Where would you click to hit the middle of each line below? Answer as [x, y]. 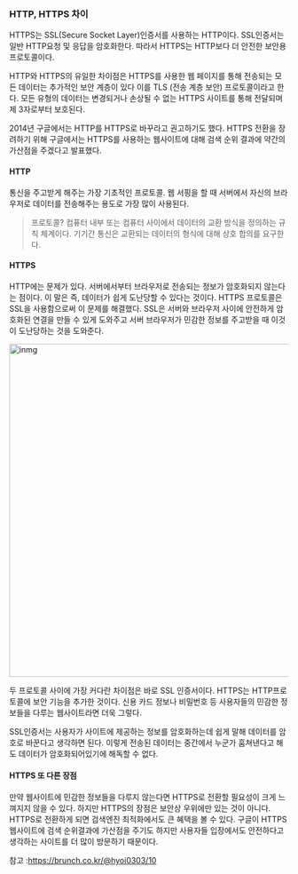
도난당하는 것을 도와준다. [61, 330]
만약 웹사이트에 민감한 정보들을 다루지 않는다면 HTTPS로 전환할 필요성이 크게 [143, 797]
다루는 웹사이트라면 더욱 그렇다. [87, 712]
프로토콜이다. [32, 57]
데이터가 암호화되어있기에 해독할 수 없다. [88, 753]
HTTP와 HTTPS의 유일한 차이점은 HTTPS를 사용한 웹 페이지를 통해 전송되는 [141, 76]
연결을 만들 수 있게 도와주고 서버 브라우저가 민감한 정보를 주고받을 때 [151, 319]
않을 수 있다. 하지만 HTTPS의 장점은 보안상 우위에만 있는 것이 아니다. [152, 808]
